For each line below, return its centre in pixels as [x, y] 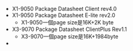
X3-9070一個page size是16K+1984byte [70, 36]
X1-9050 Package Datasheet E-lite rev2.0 [64, 15]
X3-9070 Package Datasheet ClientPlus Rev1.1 [69, 29]
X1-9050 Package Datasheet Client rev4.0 [64, 9]
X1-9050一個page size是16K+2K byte [67, 22]
